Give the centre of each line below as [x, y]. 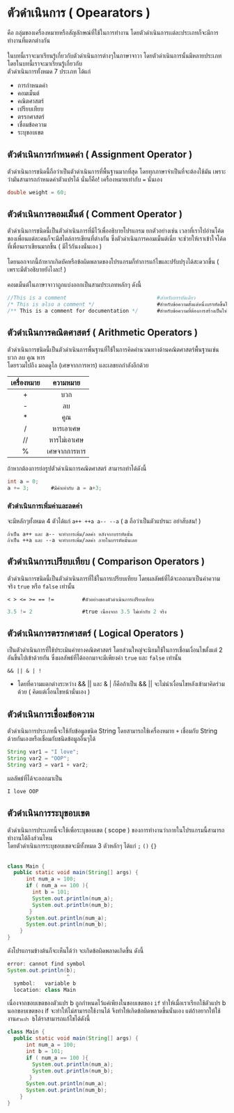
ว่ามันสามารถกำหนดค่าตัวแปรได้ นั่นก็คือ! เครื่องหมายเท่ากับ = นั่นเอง [85, 179]
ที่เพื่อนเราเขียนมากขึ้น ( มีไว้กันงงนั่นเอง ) [55, 247]
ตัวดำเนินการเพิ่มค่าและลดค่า [45, 506]
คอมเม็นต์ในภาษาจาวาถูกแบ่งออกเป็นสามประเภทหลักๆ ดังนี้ [74, 285]
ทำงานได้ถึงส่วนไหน [30, 838]
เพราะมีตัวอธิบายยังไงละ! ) [37, 270]
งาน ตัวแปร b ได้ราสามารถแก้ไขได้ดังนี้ [49, 1019]
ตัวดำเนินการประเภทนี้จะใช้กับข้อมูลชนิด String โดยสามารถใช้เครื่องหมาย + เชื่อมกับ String [112, 731]
